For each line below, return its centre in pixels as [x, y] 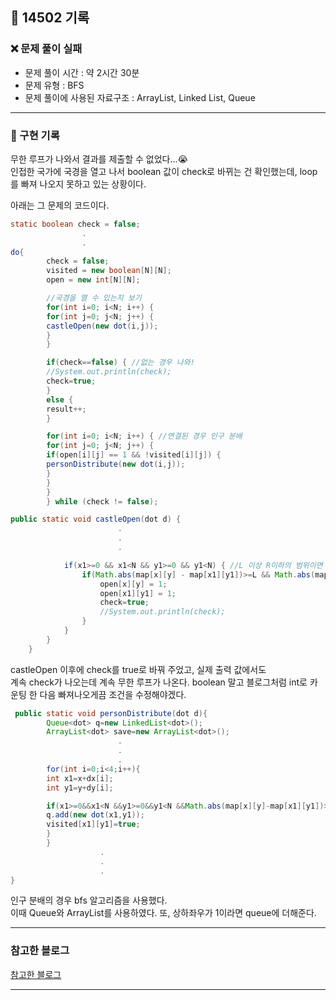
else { [60, 399]
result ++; [66, 409]
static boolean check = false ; [75, 224]
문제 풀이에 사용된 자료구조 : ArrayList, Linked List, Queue [140, 97]
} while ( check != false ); [102, 501]
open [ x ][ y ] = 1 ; [133, 584]
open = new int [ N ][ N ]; [93, 280]
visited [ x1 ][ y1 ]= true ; [93, 824]
